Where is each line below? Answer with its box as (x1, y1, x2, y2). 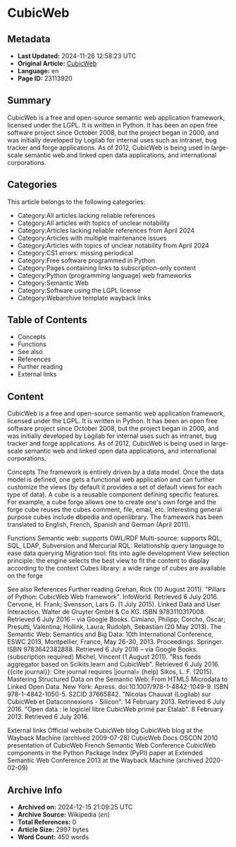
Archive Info (7, 784, 63, 796)
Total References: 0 (17, 818, 77, 827)
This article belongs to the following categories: (7, 197, 146, 206)
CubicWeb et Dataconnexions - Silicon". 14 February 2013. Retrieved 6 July (7, 697, 225, 706)
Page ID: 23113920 (17, 74, 73, 83)
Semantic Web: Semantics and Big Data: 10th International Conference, (7, 630, 213, 639)
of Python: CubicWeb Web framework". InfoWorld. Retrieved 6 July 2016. (7, 592, 219, 601)
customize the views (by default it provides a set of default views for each (7, 483, 222, 492)
